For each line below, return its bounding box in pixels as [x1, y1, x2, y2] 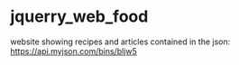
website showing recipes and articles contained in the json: [10, 36, 231, 47]
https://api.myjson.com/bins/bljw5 [10, 45, 138, 56]
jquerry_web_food [10, 6, 149, 27]
